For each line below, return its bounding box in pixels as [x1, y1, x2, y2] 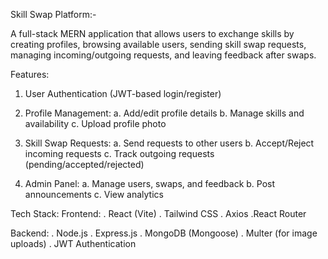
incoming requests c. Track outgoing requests [24, 148, 215, 159]
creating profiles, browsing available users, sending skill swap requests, [10, 39, 307, 50]
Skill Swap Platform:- [10, 9, 97, 20]
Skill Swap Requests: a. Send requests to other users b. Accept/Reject [24, 137, 315, 149]
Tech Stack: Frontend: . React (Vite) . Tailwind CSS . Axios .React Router [10, 208, 307, 219]
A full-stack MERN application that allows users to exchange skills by [10, 28, 295, 39]
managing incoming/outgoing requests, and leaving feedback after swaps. [10, 49, 317, 61]
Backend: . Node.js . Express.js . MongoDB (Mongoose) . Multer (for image [10, 227, 318, 239]
